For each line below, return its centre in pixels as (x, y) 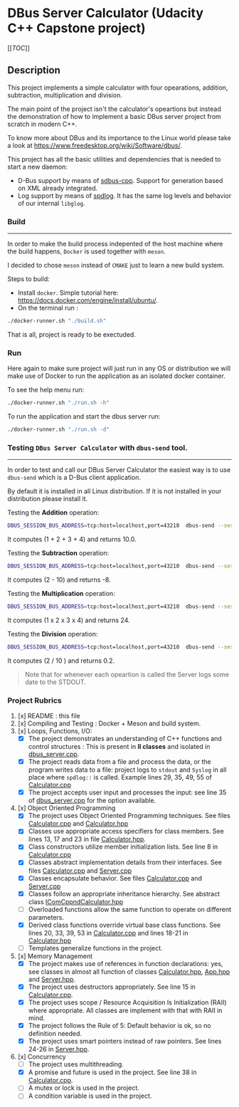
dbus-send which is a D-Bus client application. (74, 478)
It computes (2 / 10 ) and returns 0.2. (61, 661)
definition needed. (55, 1034)
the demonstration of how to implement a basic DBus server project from (115, 116)
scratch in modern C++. (42, 124)
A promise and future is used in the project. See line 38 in (112, 1072)
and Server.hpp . (52, 979)
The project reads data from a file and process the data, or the (119, 762)
